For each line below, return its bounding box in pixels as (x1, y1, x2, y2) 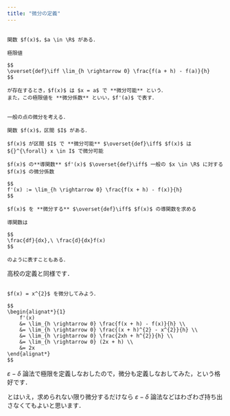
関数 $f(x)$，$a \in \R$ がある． (7, 36, 99, 43)
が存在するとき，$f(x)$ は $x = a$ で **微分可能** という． (7, 87, 167, 94)
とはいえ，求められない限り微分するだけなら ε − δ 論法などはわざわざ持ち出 (7, 393, 223, 401)
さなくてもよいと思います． (7, 401, 85, 409)
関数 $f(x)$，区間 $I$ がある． (7, 127, 91, 134)
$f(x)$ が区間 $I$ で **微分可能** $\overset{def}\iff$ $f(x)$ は (7, 140, 192, 147)
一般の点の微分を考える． (7, 113, 69, 120)
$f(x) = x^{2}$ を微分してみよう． (7, 290, 100, 297)
